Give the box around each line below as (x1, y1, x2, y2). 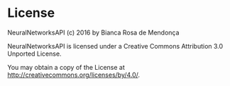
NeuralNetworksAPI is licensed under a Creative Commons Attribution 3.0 (7, 42, 224, 50)
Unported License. (7, 49, 62, 58)
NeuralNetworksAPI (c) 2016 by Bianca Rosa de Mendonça (7, 28, 180, 37)
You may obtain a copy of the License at (7, 63, 126, 71)
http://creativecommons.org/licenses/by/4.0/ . (7, 70, 141, 79)
